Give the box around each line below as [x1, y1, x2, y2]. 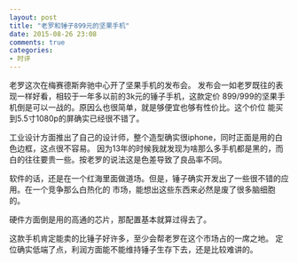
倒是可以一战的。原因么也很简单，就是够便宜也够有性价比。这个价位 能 [16, 102, 276, 112]
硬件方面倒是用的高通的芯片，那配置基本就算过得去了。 [9, 214, 211, 225]
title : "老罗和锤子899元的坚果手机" [9, 21, 130, 30]
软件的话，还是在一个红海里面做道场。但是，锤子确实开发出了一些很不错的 [9, 173, 281, 183]
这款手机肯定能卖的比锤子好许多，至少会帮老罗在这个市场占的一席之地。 [9, 233, 273, 243]
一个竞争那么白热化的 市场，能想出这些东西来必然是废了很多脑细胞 [32, 184, 276, 195]
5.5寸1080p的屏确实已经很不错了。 [16, 113, 145, 124]
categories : [9, 46, 53, 55]
